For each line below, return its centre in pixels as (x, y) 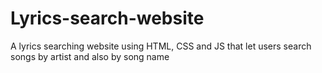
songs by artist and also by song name (90, 56)
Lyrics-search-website (107, 18)
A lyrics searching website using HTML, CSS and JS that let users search (161, 46)
